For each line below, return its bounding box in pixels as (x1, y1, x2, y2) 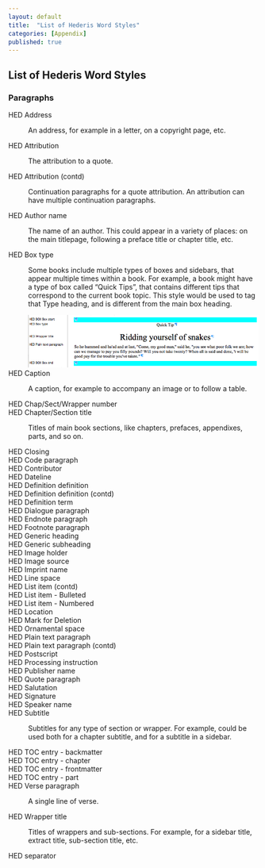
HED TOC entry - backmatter (8, 747, 103, 757)
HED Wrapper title (8, 812, 67, 821)
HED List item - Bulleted (8, 590, 86, 599)
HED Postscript (8, 649, 58, 659)
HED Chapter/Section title (8, 407, 93, 417)
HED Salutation (8, 682, 58, 692)
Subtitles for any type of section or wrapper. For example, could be (28, 723, 248, 733)
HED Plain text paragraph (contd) (8, 640, 117, 650)
